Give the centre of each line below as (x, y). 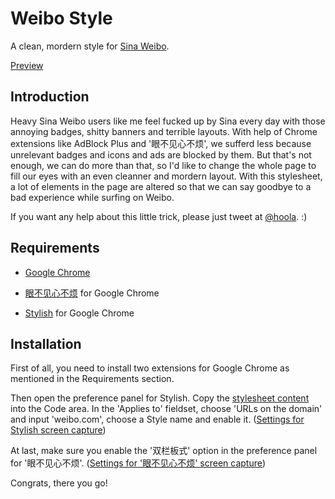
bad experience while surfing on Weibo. (92, 197)
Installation (46, 343)
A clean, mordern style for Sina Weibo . (90, 46)
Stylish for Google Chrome (79, 313)
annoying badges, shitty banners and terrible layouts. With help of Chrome (164, 131)
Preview (27, 65)
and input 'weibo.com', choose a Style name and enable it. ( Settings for (157, 419)
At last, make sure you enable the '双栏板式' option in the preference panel (164, 451)
